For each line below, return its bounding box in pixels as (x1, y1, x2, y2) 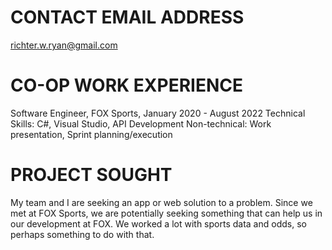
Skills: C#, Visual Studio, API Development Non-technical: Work (10, 117, 272, 130)
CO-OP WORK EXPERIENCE (10, 74, 243, 97)
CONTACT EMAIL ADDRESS (10, 6, 245, 29)
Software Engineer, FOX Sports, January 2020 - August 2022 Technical (10, 107, 306, 119)
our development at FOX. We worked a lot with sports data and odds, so (10, 217, 307, 230)
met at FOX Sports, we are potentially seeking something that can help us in (10, 207, 323, 219)
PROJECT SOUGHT (10, 164, 173, 186)
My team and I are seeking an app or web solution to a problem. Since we (10, 196, 313, 208)
